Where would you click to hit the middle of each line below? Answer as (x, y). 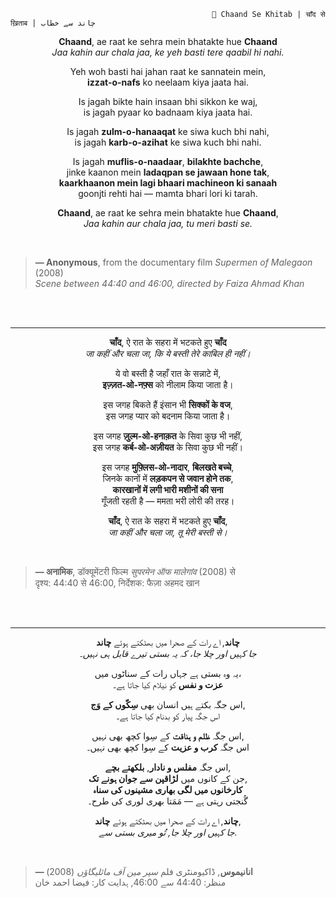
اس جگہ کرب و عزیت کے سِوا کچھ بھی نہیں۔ (168, 747)
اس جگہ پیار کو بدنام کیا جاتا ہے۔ (168, 716)
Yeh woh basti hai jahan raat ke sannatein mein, (168, 71)
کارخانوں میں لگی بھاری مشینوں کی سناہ (168, 789)
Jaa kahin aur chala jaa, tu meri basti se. (168, 223)
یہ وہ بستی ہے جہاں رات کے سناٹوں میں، (168, 673)
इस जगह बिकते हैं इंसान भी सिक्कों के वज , (168, 404)
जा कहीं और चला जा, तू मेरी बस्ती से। (168, 532)
